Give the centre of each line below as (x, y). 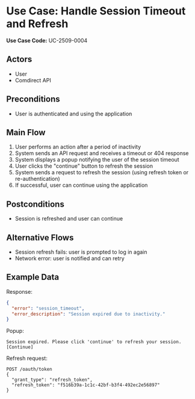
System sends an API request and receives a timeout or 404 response (102, 153)
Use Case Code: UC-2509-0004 (47, 40)
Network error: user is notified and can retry (70, 258)
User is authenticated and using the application (73, 114)
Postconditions (35, 204)
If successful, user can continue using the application (81, 185)
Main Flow (26, 132)
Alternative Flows (40, 238)
